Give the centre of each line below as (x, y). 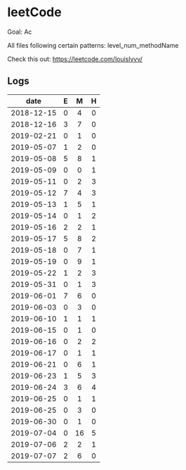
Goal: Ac (20, 32)
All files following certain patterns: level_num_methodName (93, 45)
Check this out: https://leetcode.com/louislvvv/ (75, 59)
